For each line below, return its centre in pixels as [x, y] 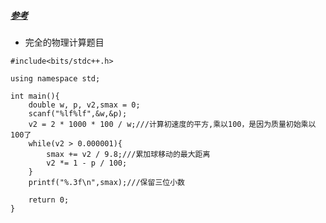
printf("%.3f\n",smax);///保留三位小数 [106, 182]
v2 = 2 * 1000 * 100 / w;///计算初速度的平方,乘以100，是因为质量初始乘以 [172, 124]
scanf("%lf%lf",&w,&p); [78, 113]
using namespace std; [55, 78]
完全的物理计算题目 [64, 42]
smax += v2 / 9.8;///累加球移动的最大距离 [128, 154]
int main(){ [35, 96]
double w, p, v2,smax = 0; [84, 105]
